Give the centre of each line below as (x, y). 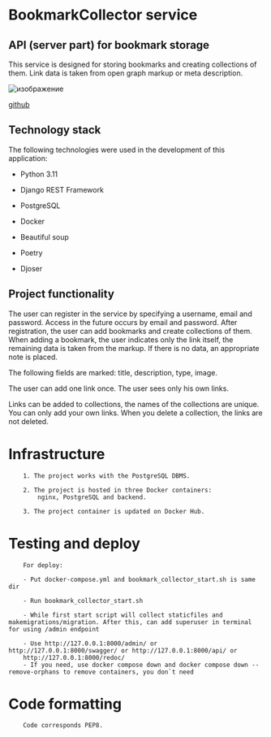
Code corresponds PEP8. (63, 726)
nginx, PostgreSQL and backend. (92, 497)
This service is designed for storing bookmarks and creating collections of (133, 64)
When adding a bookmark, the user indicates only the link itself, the (121, 340)
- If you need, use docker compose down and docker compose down (136, 665)
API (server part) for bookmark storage (109, 45)
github (19, 104)
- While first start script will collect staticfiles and (123, 615)
